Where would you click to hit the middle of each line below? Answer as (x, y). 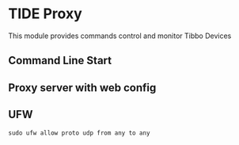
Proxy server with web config (82, 88)
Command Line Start (60, 61)
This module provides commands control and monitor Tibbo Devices (120, 36)
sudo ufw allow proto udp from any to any (79, 133)
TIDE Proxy (45, 14)
